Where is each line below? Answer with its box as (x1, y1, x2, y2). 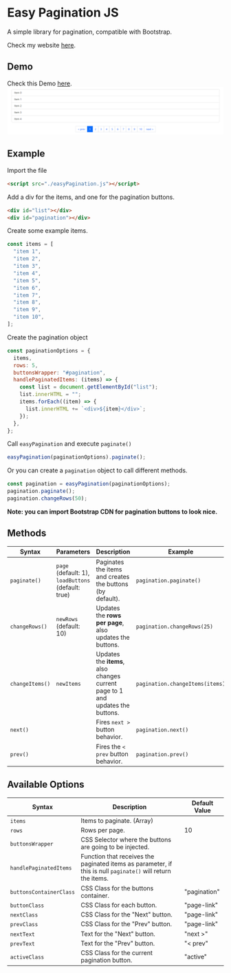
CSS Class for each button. (80, 901, 157, 909)
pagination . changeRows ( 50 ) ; (7, 495, 88, 502)
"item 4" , (13, 270, 41, 277)
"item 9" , (13, 306, 41, 313)
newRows (56, 616, 78, 623)
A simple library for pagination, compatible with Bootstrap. (7, 28, 173, 36)
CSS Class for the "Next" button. (80, 910, 173, 919)
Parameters (56, 547, 91, 556)
